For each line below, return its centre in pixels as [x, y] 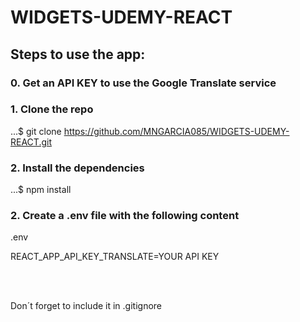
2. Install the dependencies [77, 168]
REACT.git [31, 142]
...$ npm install [41, 190]
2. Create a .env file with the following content [125, 216]
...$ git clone [36, 131]
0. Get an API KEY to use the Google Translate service [143, 83]
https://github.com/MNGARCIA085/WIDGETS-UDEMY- [176, 131]
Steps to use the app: [78, 54]
